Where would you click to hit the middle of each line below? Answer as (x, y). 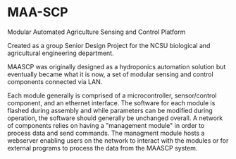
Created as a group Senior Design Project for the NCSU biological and (109, 45)
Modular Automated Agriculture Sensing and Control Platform (97, 32)
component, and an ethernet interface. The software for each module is (111, 102)
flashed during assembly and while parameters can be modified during (110, 110)
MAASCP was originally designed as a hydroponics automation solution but (117, 66)
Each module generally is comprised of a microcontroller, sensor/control (112, 95)
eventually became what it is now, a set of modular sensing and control (110, 74)
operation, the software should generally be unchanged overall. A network (115, 118)
